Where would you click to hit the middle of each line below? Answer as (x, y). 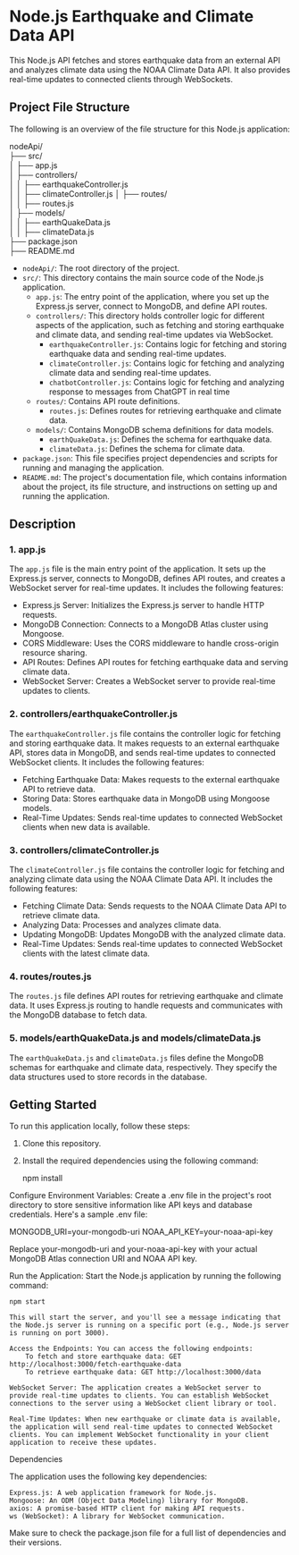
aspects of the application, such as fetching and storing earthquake (160, 325)
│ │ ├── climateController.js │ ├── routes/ (88, 193)
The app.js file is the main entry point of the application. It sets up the (137, 569)
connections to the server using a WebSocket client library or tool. (143, 1404)
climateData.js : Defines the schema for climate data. (147, 448)
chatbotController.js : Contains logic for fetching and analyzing (166, 382)
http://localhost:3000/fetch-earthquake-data (95, 1365)
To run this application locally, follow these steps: (100, 1126)
